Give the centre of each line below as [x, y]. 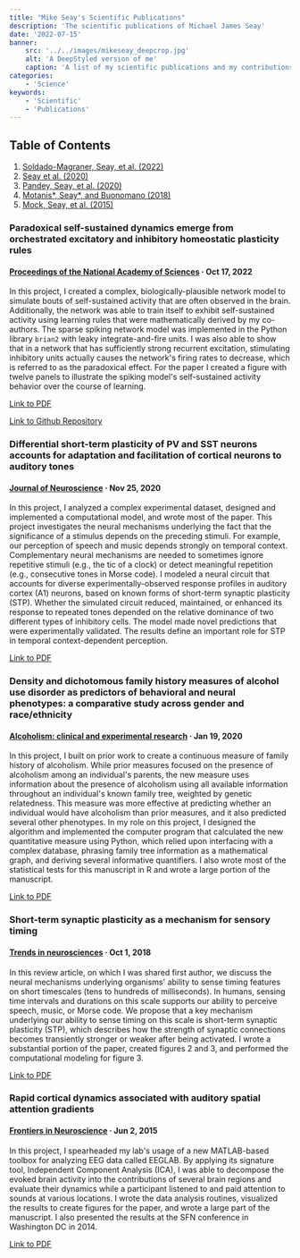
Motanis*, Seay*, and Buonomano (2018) [96, 195]
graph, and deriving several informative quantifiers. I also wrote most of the [148, 860]
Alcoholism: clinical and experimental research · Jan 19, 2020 [126, 736]
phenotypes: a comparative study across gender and [127, 704]
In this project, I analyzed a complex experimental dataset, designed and [143, 508]
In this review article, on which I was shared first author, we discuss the [141, 972]
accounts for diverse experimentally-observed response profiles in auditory [148, 584]
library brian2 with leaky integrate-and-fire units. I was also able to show [143, 339]
